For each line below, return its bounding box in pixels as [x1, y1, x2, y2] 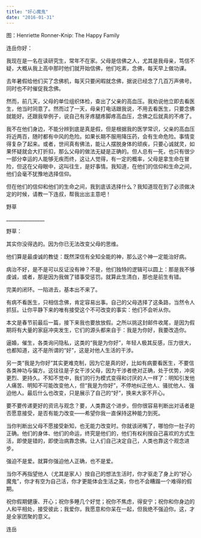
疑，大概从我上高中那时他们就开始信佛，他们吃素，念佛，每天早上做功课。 [6, 64, 190, 72]
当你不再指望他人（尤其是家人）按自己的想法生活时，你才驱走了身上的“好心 [6, 470, 193, 477]
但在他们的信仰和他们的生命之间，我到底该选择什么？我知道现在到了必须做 [6, 183, 190, 190]
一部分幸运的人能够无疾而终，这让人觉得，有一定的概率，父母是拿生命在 [6, 155, 184, 162]
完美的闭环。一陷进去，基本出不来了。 [6, 286, 100, 293]
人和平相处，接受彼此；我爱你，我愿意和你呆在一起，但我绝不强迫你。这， [6, 505, 190, 512]
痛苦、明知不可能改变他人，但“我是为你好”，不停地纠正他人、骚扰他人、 [11, 382, 190, 389]
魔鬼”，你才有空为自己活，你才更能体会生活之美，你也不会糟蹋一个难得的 [6, 477, 187, 485]
